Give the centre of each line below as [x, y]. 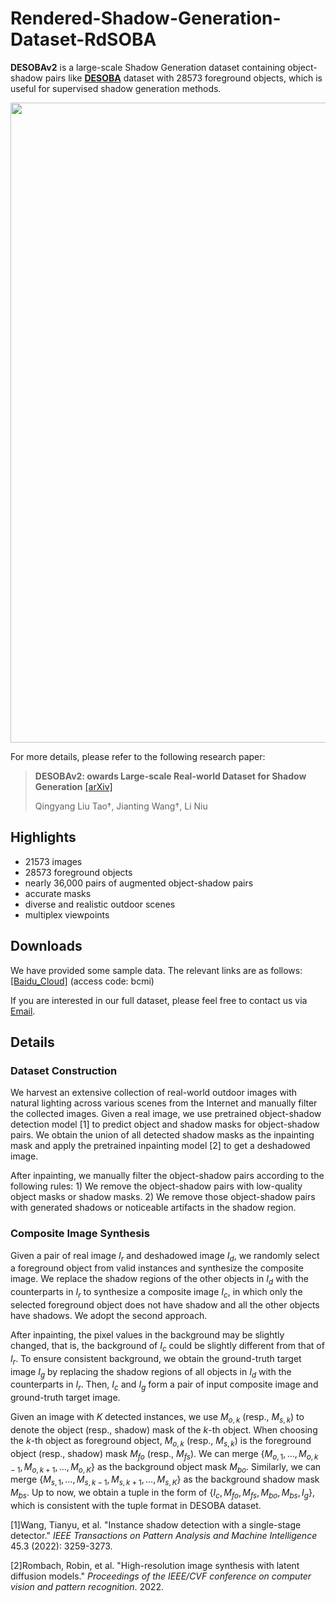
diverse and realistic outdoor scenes [100, 904]
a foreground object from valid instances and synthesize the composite [157, 1268]
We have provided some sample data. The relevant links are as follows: [156, 970]
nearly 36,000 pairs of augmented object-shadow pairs [139, 883]
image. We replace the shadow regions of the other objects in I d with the [159, 1280]
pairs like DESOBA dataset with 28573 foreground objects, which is [183, 78]
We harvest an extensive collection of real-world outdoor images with [154, 1093]
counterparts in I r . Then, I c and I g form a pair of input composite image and [164, 1385]
